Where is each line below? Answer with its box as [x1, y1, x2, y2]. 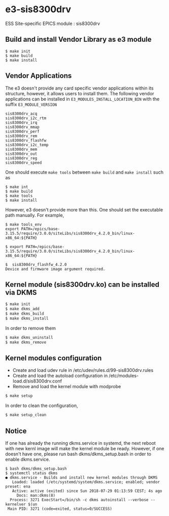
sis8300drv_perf [5, 129, 40, 134]
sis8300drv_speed [5, 160, 42, 165]
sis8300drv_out [5, 151, 38, 156]
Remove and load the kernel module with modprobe [12, 384, 121, 390]
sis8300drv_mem [5, 147, 38, 152]
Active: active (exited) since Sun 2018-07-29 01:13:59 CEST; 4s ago [12, 488, 162, 494]
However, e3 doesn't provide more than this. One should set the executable [5, 206, 163, 212]
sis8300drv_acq [5, 111, 38, 116]
